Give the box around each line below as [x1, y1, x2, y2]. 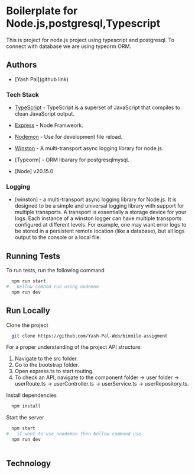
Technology [6, 459, 51, 469]
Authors [6, 60, 37, 70]
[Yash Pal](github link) [14, 75, 69, 82]
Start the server [6, 414, 44, 421]
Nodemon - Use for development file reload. [14, 133, 123, 141]
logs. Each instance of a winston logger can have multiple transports [14, 215, 182, 222]
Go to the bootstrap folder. [14, 361, 80, 368]
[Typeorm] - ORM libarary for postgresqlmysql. [14, 156, 129, 164]
